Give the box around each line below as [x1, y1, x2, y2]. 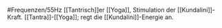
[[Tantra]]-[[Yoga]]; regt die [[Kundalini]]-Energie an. [23, 13, 174, 21]
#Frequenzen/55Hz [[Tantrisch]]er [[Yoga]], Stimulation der [7, 6, 176, 14]
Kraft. [7, 13, 23, 21]
